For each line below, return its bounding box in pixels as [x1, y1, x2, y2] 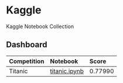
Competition [9, 57, 45, 65]
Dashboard [6, 40, 47, 50]
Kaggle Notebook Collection [6, 23, 74, 30]
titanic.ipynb [50, 67, 84, 75]
